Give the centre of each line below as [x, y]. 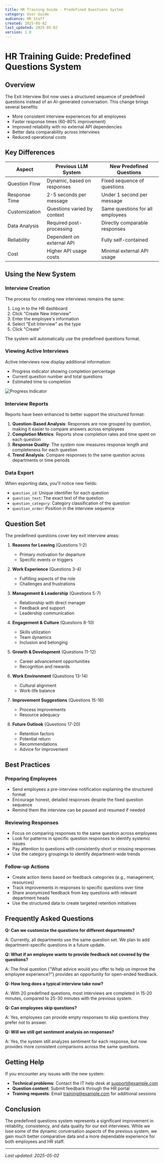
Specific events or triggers [46, 560]
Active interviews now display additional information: [58, 361]
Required [57, 223]
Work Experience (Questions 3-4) [47, 569]
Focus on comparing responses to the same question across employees [84, 833]
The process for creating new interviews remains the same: [65, 299]
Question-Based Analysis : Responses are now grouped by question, [82, 424]
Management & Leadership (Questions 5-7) [56, 593]
